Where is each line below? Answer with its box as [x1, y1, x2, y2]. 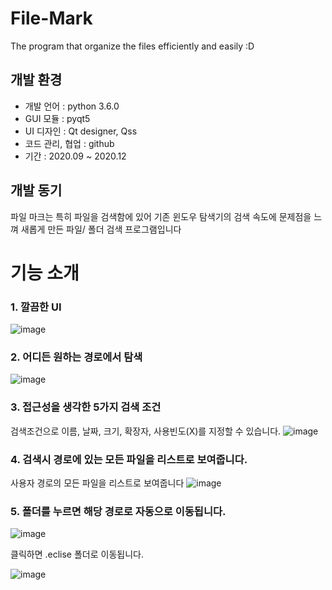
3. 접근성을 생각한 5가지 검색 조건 [10, 400, 162, 414]
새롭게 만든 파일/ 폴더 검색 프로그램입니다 [20, 223, 182, 235]
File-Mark [10, 7, 93, 30]
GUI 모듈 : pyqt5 [24, 112, 91, 124]
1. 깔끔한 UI [10, 300, 62, 314]
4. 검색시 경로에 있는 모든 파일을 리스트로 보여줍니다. [10, 452, 248, 466]
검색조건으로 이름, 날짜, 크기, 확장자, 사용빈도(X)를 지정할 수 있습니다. [10, 425, 282, 437]
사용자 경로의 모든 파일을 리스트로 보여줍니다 [10, 477, 185, 489]
